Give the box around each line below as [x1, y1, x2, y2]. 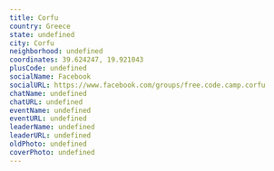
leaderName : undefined [9, 123, 95, 132]
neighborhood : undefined [9, 47, 103, 56]
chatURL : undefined [9, 97, 83, 107]
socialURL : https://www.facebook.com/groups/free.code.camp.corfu [9, 81, 266, 90]
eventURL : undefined [9, 114, 88, 123]
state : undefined [9, 30, 75, 39]
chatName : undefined [9, 89, 88, 98]
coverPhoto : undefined [9, 147, 95, 157]
